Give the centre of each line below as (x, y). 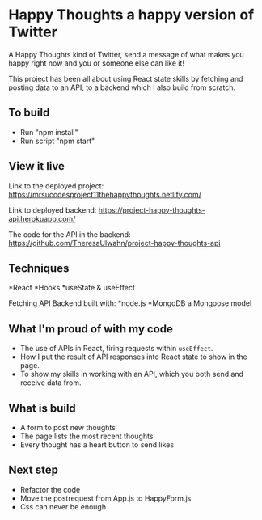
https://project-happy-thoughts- (152, 210)
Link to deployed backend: (53, 210)
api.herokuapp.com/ (42, 218)
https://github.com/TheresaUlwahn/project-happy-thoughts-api (114, 243)
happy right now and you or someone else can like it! (96, 63)
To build (29, 113)
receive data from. (51, 383)
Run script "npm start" (57, 141)
